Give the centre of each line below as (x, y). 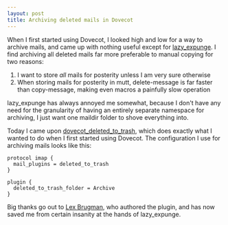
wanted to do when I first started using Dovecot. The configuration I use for (114, 138)
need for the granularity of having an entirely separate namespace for (106, 110)
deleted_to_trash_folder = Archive (64, 188)
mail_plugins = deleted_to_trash (61, 164)
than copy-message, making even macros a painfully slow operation (114, 89)
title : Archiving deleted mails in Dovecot (70, 20)
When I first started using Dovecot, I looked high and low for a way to (105, 39)
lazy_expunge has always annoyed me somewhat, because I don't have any (114, 103)
